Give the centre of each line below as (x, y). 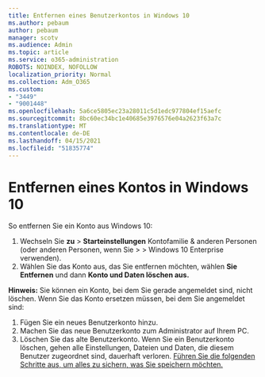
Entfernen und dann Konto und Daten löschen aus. (104, 275)
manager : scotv (33, 38)
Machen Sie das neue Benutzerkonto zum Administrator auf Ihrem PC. (134, 331)
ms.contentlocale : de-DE (49, 133)
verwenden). (40, 258)
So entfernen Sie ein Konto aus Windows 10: (81, 226)
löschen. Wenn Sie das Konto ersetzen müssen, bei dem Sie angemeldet (127, 299)
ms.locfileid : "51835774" (51, 148)
